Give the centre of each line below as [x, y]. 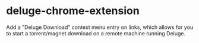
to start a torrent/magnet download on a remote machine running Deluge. [96, 33]
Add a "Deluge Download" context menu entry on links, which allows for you [100, 27]
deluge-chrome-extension [73, 11]
